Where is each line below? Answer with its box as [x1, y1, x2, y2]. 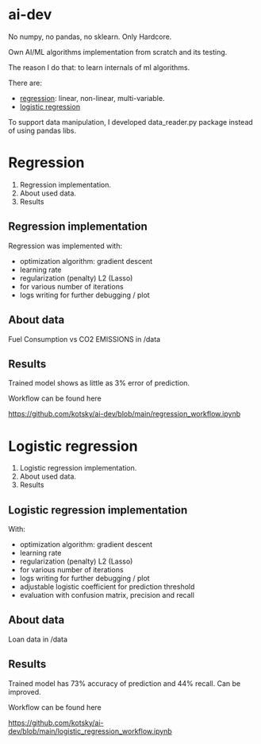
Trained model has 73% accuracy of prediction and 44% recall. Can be [8, 678, 240, 688]
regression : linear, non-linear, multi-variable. [19, 93, 165, 103]
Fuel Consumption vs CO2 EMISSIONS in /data [8, 334, 161, 343]
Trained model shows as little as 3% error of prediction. [8, 378, 190, 388]
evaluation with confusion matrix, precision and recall [19, 591, 194, 600]
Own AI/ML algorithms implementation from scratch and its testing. [8, 47, 228, 56]
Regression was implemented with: [8, 241, 123, 250]
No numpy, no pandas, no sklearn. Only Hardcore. [8, 32, 172, 41]
